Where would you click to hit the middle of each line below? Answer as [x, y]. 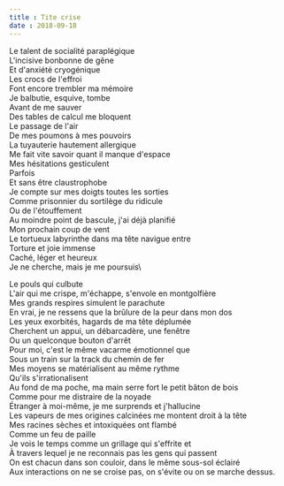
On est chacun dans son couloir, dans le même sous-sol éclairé [125, 462]
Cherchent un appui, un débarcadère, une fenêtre [100, 330]
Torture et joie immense [52, 247]
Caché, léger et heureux [53, 257]
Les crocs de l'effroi [46, 79]
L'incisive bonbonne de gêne [62, 60]
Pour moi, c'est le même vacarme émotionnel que [100, 349]
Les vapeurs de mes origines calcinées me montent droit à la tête [128, 415]
